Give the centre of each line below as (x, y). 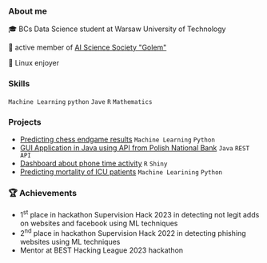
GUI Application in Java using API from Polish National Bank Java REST (135, 147)
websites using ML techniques (70, 241)
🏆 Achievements (43, 193)
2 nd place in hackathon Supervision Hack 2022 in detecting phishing (133, 232)
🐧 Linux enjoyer (34, 63)
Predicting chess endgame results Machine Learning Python (118, 139)
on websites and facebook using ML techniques (99, 223)
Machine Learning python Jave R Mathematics (80, 102)
